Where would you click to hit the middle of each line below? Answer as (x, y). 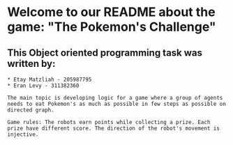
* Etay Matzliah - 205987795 (50, 79)
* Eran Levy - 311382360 (43, 86)
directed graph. (31, 110)
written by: (31, 63)
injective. (23, 135)
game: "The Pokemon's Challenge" (112, 27)
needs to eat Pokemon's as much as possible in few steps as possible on (117, 104)
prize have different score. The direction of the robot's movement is (113, 128)
